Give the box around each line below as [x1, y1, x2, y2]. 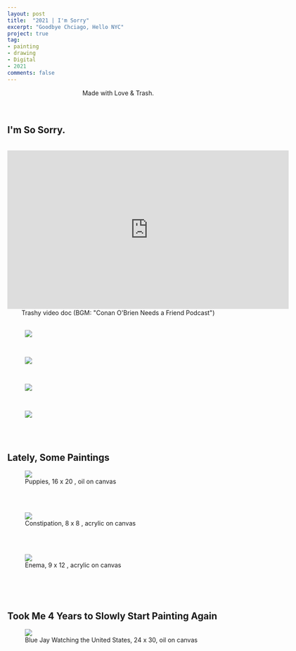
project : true [7, 30, 49, 37]
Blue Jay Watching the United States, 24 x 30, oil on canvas [25, 635, 198, 644]
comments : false [7, 69, 55, 76]
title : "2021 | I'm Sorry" [7, 17, 90, 24]
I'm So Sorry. [7, 124, 65, 136]
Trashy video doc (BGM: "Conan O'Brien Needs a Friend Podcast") [21, 309, 215, 317]
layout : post [7, 10, 46, 18]
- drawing [7, 50, 37, 57]
